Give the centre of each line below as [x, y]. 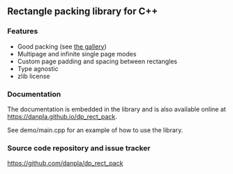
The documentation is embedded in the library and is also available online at [117, 109]
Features [23, 31]
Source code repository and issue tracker [79, 148]
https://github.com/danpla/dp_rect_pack [65, 164]
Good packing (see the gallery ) [62, 46]
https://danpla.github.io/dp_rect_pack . [62, 116]
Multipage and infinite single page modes [77, 54]
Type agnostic [38, 68]
